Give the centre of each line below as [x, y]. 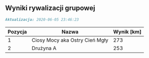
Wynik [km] [127, 32]
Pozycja [17, 32]
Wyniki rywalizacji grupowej [50, 8]
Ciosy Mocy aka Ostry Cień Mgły [70, 40]
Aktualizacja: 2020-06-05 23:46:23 [42, 19]
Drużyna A [44, 48]
